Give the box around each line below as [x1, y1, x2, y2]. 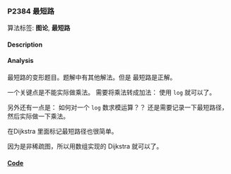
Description [7, 40, 43, 49]
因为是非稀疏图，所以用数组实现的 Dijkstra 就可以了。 [7, 142, 163, 151]
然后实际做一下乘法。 [7, 112, 69, 121]
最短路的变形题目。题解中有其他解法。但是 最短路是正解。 [7, 73, 177, 82]
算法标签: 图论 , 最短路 [7, 23, 71, 33]
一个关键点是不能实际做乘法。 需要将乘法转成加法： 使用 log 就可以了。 [7, 88, 216, 97]
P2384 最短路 [7, 6, 55, 16]
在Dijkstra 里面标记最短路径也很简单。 [7, 127, 118, 136]
